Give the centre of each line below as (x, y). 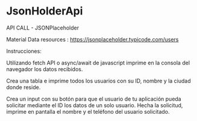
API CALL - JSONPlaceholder (43, 28)
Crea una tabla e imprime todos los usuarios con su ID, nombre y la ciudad (98, 81)
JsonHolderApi (45, 11)
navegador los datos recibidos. (45, 69)
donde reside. (23, 87)
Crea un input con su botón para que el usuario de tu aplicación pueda (94, 99)
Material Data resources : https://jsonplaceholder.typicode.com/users (92, 39)
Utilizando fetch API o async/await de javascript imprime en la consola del (98, 63)
